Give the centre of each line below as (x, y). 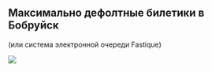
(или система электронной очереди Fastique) (85, 44)
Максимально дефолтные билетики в (106, 13)
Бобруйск (33, 26)
